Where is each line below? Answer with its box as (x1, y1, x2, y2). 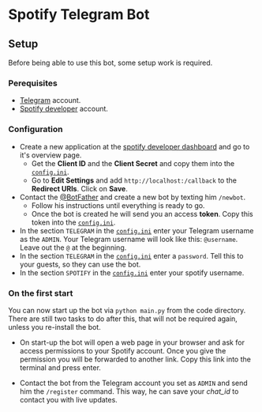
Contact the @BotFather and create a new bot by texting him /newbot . (19, 192, 246, 202)
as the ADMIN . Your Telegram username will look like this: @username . (19, 234, 238, 244)
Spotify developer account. (19, 104, 109, 114)
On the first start (8, 287, 73, 298)
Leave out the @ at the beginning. (19, 243, 127, 252)
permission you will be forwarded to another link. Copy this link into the (19, 354, 251, 364)
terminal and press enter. (19, 362, 101, 372)
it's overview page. (19, 150, 82, 160)
